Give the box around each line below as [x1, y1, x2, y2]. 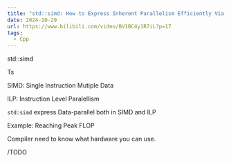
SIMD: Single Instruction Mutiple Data [7, 81, 114, 90]
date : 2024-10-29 [7, 17, 57, 23]
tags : [7, 29, 23, 37]
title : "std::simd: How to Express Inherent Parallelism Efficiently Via [7, 10, 225, 17]
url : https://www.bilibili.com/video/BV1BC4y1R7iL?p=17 [7, 23, 172, 30]
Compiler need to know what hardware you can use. [7, 135, 156, 143]
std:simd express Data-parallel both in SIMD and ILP [7, 108, 157, 117]
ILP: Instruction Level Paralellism [7, 94, 100, 103]
